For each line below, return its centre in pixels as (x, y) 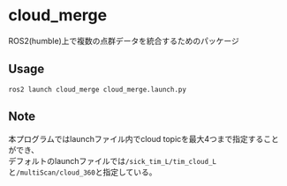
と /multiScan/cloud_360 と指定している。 (83, 172)
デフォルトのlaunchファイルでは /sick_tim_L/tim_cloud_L (113, 160)
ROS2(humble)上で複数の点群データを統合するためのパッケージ (124, 41)
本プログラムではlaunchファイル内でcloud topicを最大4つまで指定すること (144, 138)
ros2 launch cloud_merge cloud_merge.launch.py (98, 89)
